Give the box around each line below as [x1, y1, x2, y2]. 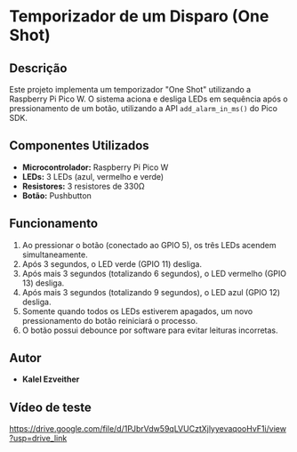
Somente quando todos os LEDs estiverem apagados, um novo [21, 305, 253, 317]
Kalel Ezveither [21, 374, 80, 384]
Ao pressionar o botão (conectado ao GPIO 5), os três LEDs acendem [21, 239, 277, 250]
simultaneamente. [21, 249, 88, 260]
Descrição [9, 61, 68, 76]
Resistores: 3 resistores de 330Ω [21, 181, 145, 191]
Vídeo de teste [9, 400, 92, 415]
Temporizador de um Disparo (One [9, 6, 269, 27]
